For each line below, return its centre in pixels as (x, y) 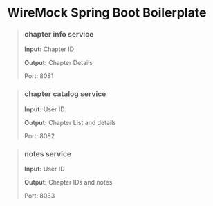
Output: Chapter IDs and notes (68, 182)
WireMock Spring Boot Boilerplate (107, 13)
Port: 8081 (39, 76)
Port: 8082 (39, 135)
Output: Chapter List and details (70, 122)
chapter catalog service (65, 94)
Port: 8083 (39, 196)
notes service (48, 153)
